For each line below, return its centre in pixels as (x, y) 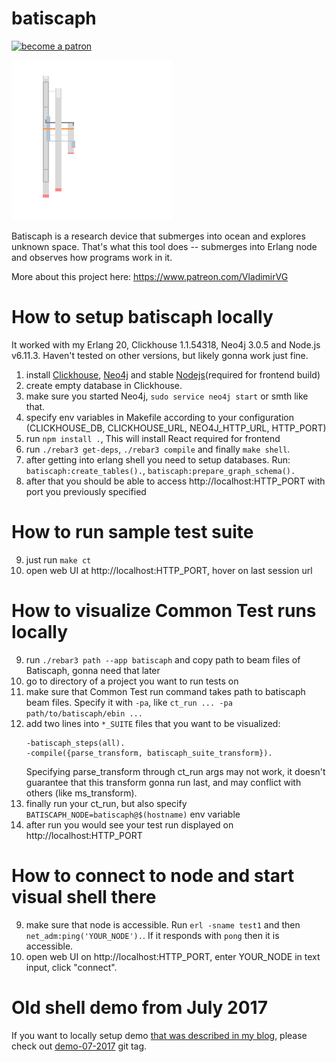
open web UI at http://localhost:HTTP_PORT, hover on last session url (169, 570)
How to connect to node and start (153, 875)
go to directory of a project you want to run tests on (132, 681)
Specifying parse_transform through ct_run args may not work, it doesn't (175, 771)
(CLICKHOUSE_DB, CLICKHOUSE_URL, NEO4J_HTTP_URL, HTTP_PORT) (176, 428)
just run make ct (58, 559)
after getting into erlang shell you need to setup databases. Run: (158, 459)
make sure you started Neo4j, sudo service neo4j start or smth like (167, 396)
